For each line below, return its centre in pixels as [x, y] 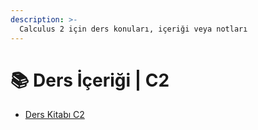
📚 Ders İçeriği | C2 [90, 80]
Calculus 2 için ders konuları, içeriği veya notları [133, 29]
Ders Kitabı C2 [54, 115]
